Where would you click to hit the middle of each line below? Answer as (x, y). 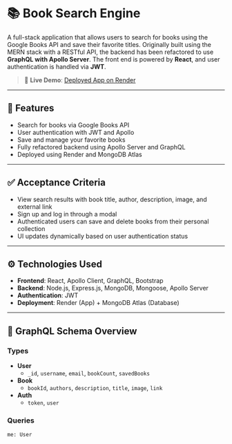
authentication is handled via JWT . (57, 66)
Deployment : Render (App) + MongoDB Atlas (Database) (98, 303)
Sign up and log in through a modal (67, 214)
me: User (20, 435)
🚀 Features (31, 108)
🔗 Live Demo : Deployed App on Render (80, 80)
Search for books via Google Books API (73, 124)
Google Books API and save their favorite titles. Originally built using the (109, 44)
